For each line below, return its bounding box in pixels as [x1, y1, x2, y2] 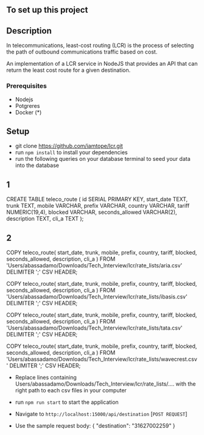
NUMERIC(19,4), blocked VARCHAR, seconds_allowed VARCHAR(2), [6, 208, 178, 216]
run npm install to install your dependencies [15, 149, 128, 156]
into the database [15, 161, 60, 169]
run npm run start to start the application [15, 398, 119, 406]
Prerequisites [6, 82, 47, 90]
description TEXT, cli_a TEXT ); [6, 215, 84, 222]
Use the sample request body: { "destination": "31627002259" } [15, 422, 175, 429]
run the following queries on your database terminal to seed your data [15, 155, 191, 163]
